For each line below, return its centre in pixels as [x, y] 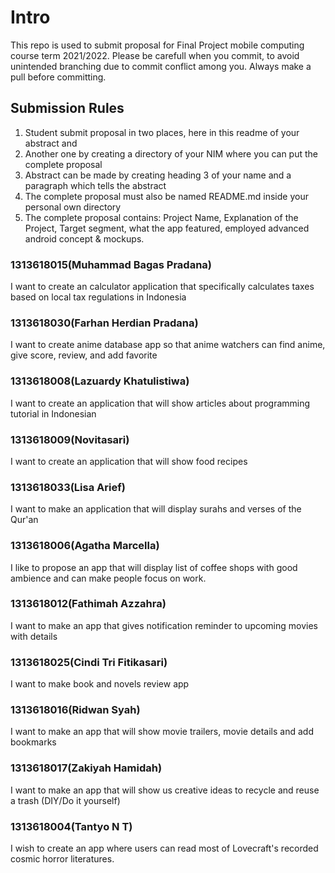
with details [34, 636]
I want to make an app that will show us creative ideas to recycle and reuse [165, 790]
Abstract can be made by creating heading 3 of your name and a [158, 175]
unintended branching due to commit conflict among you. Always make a [161, 66]
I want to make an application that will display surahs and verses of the [156, 509]
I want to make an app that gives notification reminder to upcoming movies [164, 625]
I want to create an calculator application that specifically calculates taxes [162, 287]
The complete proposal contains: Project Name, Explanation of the [161, 217]
